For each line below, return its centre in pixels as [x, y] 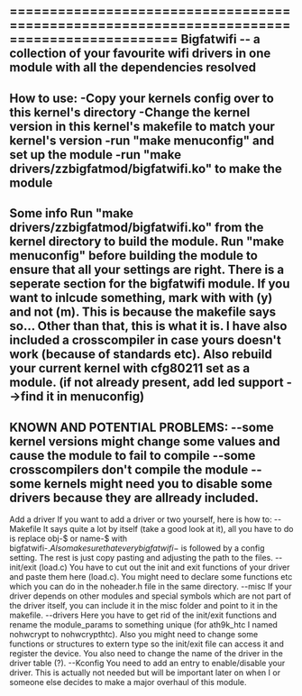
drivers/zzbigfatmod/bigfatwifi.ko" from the [137, 228]
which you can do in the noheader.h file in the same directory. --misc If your [151, 586]
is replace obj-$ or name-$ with [69, 538]
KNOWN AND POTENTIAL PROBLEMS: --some [142, 427]
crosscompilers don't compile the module [129, 469]
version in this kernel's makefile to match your [142, 126]
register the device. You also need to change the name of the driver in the [146, 653]
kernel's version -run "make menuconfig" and [142, 140]
